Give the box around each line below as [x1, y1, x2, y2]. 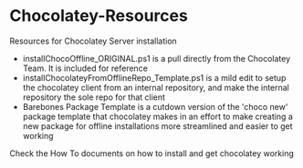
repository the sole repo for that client [22, 92, 166, 103]
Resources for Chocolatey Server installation [9, 35, 178, 46]
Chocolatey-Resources [9, 5, 189, 26]
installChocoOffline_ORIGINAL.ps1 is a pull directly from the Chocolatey [22, 53, 291, 64]
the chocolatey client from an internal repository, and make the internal [22, 82, 290, 93]
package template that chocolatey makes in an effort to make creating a [22, 111, 294, 122]
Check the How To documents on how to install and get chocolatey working [9, 147, 295, 159]
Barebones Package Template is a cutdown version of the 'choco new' [22, 101, 288, 112]
